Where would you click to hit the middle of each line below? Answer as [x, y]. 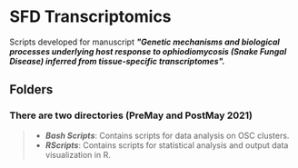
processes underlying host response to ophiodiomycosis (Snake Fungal [148, 51]
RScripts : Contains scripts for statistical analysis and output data [167, 145]
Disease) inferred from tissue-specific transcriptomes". [117, 61]
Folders [31, 89]
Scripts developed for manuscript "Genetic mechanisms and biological [144, 42]
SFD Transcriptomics [90, 17]
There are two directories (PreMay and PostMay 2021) [131, 115]
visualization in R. [78, 154]
